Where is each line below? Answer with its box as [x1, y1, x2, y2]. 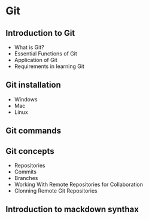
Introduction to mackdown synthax [5, 204, 139, 215]
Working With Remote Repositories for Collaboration [14, 181, 143, 188]
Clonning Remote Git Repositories [14, 187, 98, 194]
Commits [14, 168, 37, 175]
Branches [14, 175, 38, 182]
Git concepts [5, 146, 54, 156]
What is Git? [14, 44, 44, 51]
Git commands [5, 126, 61, 136]
